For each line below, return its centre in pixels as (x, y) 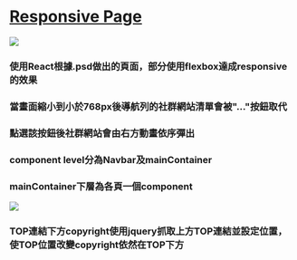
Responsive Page (76, 17)
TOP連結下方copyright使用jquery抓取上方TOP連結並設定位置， (148, 231)
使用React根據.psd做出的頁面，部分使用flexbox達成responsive (148, 66)
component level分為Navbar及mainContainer (111, 159)
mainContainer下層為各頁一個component (101, 186)
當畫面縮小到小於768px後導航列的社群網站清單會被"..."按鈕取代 (148, 106)
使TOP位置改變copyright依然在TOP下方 (97, 245)
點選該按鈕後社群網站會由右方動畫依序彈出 (102, 133)
